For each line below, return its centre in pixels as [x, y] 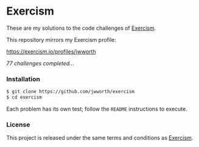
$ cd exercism [24, 97]
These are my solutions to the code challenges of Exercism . [81, 28]
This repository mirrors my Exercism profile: [61, 39]
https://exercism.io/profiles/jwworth [51, 51]
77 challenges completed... [40, 63]
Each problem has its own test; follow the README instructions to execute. [97, 109]
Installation [23, 79]
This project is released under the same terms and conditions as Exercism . [100, 138]
